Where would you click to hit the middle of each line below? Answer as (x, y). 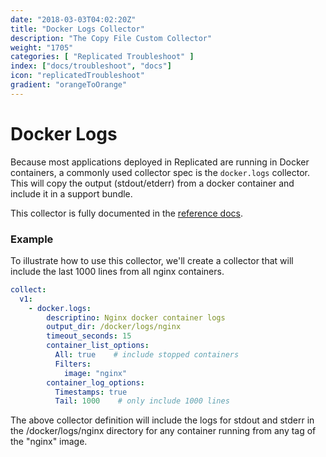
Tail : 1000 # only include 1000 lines (142, 401)
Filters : (73, 364)
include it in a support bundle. (71, 193)
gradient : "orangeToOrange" (69, 85)
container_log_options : (95, 382)
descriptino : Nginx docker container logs (136, 317)
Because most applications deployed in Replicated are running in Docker (160, 162)
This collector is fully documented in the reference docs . (126, 213)
